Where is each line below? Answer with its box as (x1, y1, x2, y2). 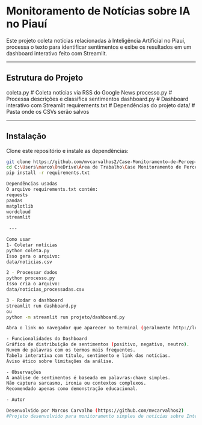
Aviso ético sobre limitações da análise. (6, 358, 114, 364)
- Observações (6, 369, 42, 375)
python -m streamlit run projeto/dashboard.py (6, 314, 125, 320)
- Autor (6, 397, 26, 403)
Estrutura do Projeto (6, 73, 84, 83)
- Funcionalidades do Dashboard (6, 336, 87, 342)
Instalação (6, 131, 47, 141)
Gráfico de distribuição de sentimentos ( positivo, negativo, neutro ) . (6, 341, 189, 347)
